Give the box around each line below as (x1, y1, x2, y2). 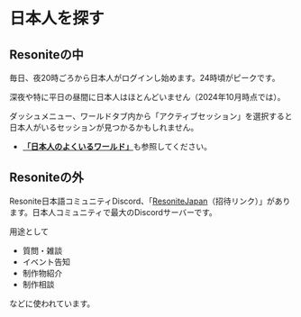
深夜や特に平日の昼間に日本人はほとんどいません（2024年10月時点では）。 (9, 92, 286, 102)
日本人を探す (9, 8, 105, 29)
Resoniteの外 (9, 170, 84, 186)
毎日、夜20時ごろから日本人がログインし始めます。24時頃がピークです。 (9, 73, 280, 83)
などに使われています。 (9, 298, 96, 309)
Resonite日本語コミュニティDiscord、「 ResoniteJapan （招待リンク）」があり (9, 195, 291, 206)
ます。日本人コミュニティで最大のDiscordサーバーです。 (9, 206, 218, 217)
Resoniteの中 (9, 47, 84, 62)
